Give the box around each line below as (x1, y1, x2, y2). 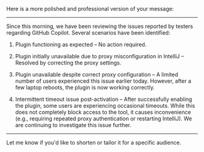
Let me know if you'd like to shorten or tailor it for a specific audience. (6, 139, 182, 146)
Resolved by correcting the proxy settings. (15, 59, 121, 66)
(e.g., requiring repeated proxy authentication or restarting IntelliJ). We (15, 115, 192, 122)
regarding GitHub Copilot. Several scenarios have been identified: (6, 29, 171, 36)
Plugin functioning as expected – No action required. (15, 41, 147, 48)
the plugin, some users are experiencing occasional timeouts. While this (15, 102, 195, 109)
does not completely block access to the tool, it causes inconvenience (15, 109, 191, 116)
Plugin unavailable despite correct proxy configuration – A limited (15, 71, 178, 78)
